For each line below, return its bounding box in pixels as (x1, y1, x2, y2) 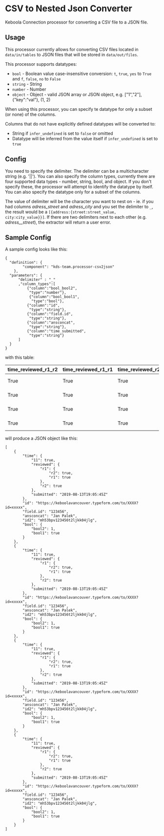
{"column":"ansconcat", (26, 320, 76, 325)
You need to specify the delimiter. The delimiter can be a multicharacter (5, 168, 149, 174)
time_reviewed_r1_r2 (7, 366, 58, 373)
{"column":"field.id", (26, 312, 73, 317)
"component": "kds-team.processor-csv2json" (22, 264, 115, 270)
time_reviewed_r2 (117, 366, 161, 373)
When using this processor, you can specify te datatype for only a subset (5, 106, 152, 112)
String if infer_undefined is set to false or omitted (12, 130, 113, 136)
